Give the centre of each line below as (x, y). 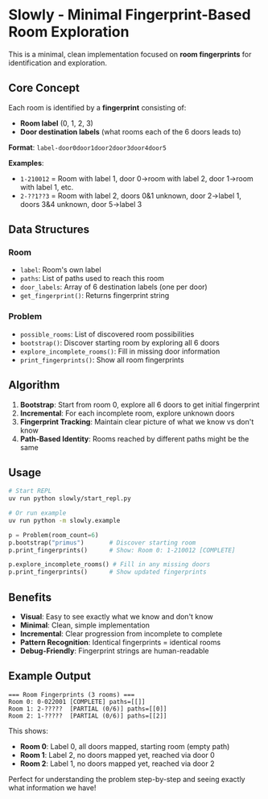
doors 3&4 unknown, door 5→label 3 (81, 204)
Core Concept (44, 88)
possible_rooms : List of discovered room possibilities (107, 334)
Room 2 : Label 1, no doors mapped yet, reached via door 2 (117, 764)
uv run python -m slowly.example (64, 520)
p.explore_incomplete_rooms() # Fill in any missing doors (109, 565)
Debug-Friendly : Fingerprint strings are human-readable (114, 651)
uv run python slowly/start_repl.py (70, 499)
